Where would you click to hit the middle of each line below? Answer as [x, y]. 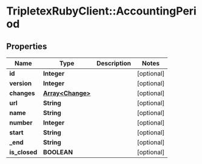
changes [22, 93]
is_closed [23, 152]
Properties [27, 46]
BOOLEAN [58, 152]
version [21, 83]
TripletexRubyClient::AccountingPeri [102, 11]
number [21, 123]
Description [114, 63]
